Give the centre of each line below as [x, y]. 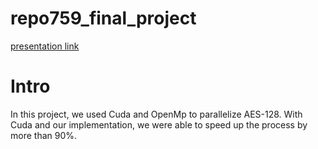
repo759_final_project [103, 18]
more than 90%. [44, 135]
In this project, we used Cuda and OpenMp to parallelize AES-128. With [156, 114]
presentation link [45, 46]
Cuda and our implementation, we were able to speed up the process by [159, 124]
